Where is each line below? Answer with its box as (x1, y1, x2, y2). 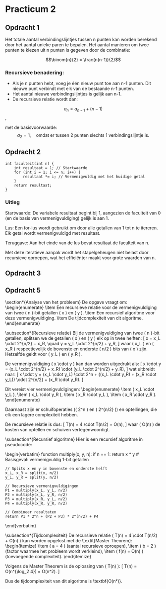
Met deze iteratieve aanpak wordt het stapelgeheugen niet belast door (5, 250, 149, 255)
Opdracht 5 (5, 286, 41, 294)
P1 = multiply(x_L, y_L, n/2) (5, 488, 68, 493)
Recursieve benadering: (5, 69, 64, 76)
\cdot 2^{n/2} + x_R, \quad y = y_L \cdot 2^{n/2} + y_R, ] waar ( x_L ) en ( (5, 341, 154, 347)
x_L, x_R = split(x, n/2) (5, 471, 58, 476)
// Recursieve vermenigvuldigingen (5, 484, 79, 489)
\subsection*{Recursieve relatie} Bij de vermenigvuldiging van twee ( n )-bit (5, 330, 160, 336)
